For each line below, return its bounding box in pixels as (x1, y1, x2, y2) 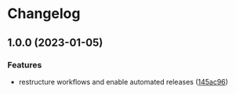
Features (7, 60, 42, 70)
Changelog (7, 5, 81, 23)
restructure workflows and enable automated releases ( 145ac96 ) (18, 77, 229, 86)
